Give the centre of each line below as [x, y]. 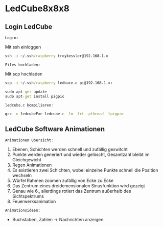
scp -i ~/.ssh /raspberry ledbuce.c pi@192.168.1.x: [59, 83]
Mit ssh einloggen [23, 47]
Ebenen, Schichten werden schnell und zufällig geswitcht [70, 150]
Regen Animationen [32, 165]
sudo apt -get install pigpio [35, 96]
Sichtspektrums [28, 196]
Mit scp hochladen [24, 74]
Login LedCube [29, 27]
